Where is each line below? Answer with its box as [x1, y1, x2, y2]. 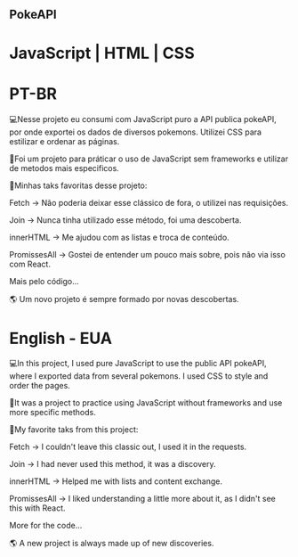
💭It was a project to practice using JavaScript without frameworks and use [9, 397, 283, 408]
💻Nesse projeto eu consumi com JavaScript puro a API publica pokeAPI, [9, 113, 278, 124]
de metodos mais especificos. [9, 162, 120, 173]
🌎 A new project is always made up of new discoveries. [9, 538, 214, 549]
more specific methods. [9, 407, 96, 418]
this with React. [9, 503, 66, 513]
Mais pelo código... [9, 275, 80, 286]
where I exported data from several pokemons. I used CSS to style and [9, 371, 269, 381]
